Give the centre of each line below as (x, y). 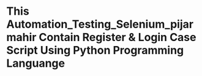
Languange (36, 63)
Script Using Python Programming (95, 51)
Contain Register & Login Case (118, 37)
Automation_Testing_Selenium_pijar (100, 24)
